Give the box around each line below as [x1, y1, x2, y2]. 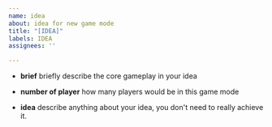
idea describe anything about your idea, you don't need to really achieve [19, 103, 264, 112]
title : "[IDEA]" [8, 27, 63, 35]
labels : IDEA [8, 34, 53, 43]
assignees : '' [8, 42, 57, 50]
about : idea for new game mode [8, 19, 114, 28]
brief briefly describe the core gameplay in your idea [19, 71, 197, 81]
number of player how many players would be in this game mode [19, 87, 240, 97]
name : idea [8, 11, 45, 20]
